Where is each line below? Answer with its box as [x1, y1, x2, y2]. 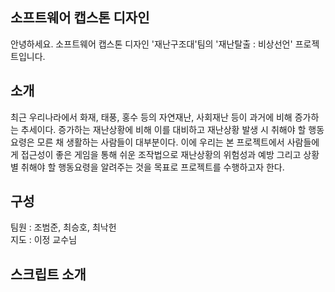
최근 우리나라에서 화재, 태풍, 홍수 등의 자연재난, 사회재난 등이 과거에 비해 [10, 111, 293, 123]
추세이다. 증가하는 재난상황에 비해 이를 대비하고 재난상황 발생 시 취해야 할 [20, 123, 307, 135]
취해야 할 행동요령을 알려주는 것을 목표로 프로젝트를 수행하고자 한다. [20, 161, 285, 173]
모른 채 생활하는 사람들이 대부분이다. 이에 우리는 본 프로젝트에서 [36, 136, 285, 148]
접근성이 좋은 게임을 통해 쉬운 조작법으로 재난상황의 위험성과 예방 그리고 [20, 148, 302, 160]
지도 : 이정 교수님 [10, 234, 78, 246]
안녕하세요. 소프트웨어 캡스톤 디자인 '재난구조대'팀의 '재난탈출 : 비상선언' [10, 38, 293, 50]
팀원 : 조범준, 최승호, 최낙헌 [10, 221, 117, 233]
